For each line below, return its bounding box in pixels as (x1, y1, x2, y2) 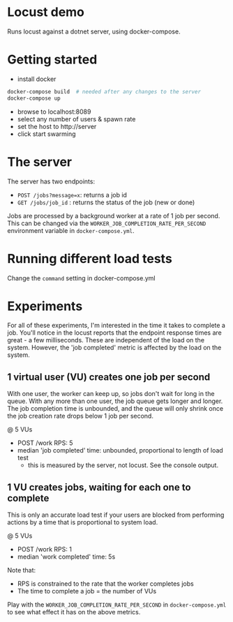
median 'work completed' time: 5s (17, 552, 116, 561)
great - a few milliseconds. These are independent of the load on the (7, 336, 204, 344)
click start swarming (17, 130, 76, 138)
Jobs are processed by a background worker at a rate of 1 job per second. (7, 211, 220, 220)
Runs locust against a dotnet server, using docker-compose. (7, 27, 181, 36)
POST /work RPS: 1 (17, 545, 72, 554)
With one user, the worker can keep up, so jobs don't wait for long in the (7, 390, 215, 398)
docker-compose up (7, 95, 61, 102)
